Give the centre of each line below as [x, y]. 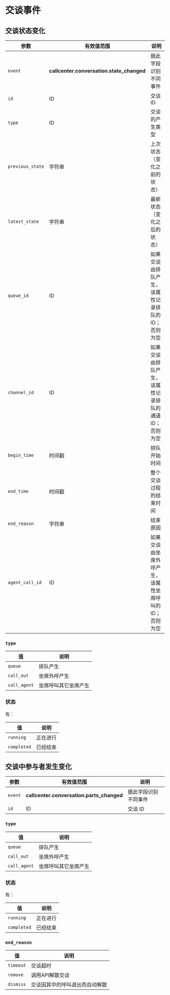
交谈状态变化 [25, 31]
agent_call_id [25, 582]
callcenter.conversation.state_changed [97, 71]
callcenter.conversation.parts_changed [74, 795]
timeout [17, 965]
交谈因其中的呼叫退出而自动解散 [69, 985]
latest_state [24, 222]
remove [16, 975]
